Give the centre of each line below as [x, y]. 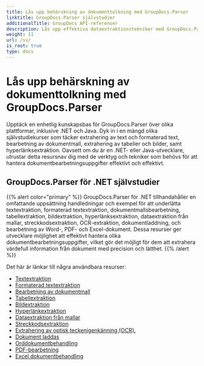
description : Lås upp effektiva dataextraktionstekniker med [85, 29]
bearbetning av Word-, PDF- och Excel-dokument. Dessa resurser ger [94, 229]
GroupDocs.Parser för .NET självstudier [83, 182]
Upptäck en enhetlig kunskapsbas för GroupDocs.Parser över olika [90, 124]
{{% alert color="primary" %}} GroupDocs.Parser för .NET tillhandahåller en [101, 197]
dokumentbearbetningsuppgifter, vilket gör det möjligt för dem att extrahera [101, 242]
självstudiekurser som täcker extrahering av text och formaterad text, [93, 137]
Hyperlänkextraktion [41, 311]
